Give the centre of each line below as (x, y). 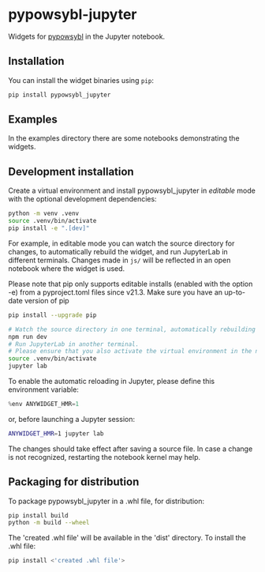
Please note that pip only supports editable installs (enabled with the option (131, 284)
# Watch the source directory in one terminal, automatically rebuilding (132, 329)
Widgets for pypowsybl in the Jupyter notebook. (87, 36)
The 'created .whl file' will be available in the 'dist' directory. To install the (127, 538)
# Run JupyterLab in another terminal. (74, 344)
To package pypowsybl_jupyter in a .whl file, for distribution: (106, 501)
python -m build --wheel (49, 523)
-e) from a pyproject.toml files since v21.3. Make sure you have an (116, 292)
